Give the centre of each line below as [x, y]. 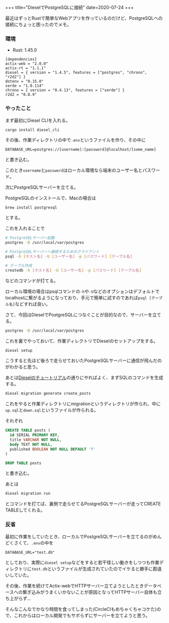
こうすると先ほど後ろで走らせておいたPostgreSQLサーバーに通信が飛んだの [83, 360]
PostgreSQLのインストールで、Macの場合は [51, 198]
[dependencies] [21, 60]
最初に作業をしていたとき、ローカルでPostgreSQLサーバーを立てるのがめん [83, 536]
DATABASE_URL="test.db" [30, 552]
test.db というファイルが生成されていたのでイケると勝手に [93, 568]
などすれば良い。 [32, 304]
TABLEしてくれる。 [25, 510]
